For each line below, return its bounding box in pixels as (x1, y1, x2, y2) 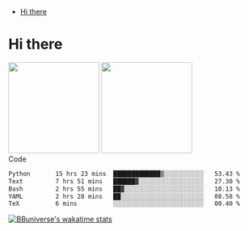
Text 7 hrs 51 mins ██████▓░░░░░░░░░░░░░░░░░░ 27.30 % (8, 177, 241, 185)
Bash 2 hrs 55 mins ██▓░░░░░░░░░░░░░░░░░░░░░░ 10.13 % (8, 185, 241, 193)
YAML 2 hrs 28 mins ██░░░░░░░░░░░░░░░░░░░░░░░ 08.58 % (8, 192, 241, 200)
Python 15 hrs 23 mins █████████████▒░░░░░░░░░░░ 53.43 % (8, 170, 241, 178)
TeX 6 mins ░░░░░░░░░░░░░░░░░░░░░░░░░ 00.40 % (8, 199, 241, 208)
